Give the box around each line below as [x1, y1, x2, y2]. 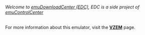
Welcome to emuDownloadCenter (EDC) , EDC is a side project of [5, 4, 139, 10]
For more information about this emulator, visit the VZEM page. [5, 25, 135, 31]
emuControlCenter [5, 9, 44, 15]
